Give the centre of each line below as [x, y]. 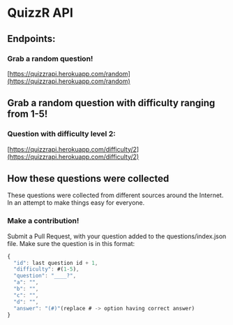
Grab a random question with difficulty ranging [111, 103]
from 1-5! [28, 114]
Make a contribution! [43, 221]
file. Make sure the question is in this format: [71, 243]
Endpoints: [31, 39]
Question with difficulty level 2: [62, 134]
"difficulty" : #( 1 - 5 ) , [46, 269]
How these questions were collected [88, 179]
